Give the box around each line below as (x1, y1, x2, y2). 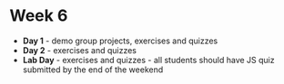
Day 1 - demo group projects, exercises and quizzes (22, 35, 218, 46)
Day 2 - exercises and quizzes (22, 44, 137, 55)
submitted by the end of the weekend (22, 64, 164, 75)
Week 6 (9, 5, 68, 26)
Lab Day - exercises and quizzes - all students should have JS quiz (22, 54, 275, 65)
